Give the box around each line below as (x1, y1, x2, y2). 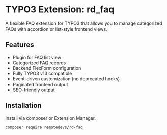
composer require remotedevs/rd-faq (5, 125, 83, 130)
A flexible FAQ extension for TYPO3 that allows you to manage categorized (5, 20, 162, 26)
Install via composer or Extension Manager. (5, 115, 96, 121)
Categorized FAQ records (12, 60, 66, 66)
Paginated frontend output (12, 81, 68, 87)
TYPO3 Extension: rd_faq (5, 4, 115, 15)
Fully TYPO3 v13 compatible (12, 70, 72, 76)
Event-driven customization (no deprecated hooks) (12, 75, 120, 82)
